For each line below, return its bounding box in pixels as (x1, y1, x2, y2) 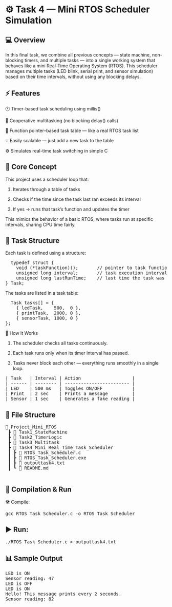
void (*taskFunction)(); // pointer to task (16, 265, 146, 271)
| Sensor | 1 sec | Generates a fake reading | (5, 396, 135, 402)
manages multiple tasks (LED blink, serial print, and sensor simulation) (5, 68, 154, 74)
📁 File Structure (5, 410, 56, 419)
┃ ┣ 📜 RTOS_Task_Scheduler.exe (8, 455, 87, 461)
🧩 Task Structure (5, 236, 60, 245)
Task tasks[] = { (10, 300, 54, 306)
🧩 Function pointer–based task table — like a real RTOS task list (5, 127, 139, 134)
